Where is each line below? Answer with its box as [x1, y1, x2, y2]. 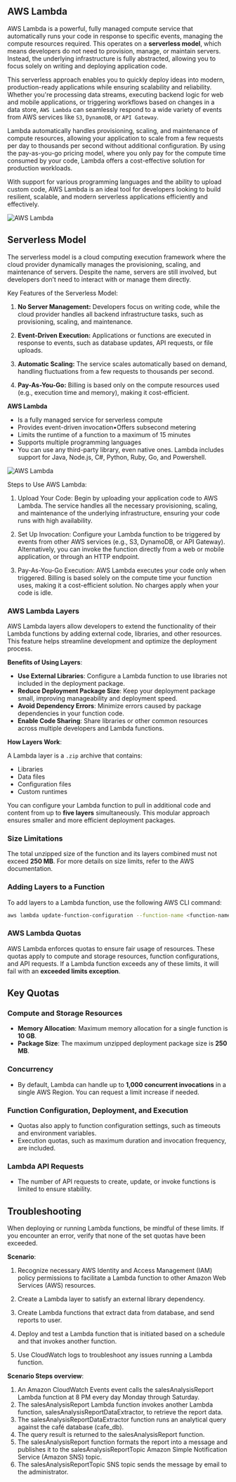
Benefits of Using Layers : [7, 658, 83, 666]
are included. [17, 1143, 56, 1152]
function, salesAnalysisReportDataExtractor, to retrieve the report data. [17, 1408, 223, 1417]
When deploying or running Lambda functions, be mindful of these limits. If [7, 1224, 225, 1233]
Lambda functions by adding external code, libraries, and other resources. [7, 629, 223, 638]
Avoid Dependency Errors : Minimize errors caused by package [17, 701, 202, 710]
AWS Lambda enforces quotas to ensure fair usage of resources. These [7, 944, 215, 953]
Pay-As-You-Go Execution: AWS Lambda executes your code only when [17, 566, 226, 574]
